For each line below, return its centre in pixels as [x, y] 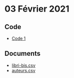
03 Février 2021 [37, 9]
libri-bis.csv [24, 65]
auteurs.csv [23, 70]
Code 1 [18, 38]
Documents [23, 54]
